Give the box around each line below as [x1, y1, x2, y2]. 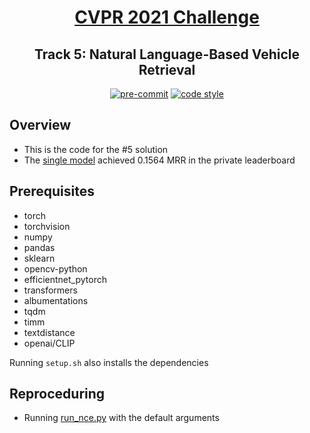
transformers [23, 284, 78, 296]
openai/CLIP [23, 337, 76, 349]
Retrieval [138, 61, 196, 78]
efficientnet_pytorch [23, 273, 107, 285]
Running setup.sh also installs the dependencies [9, 356, 209, 368]
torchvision [23, 220, 71, 232]
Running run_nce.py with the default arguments [23, 412, 220, 424]
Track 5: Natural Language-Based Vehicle [34, 46, 300, 63]
